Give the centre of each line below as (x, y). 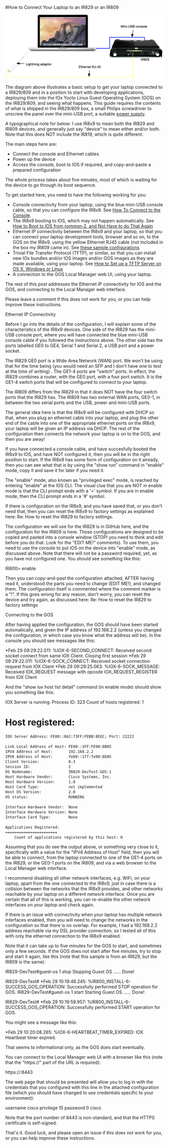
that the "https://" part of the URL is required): (53, 1062)
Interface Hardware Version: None (42, 812)
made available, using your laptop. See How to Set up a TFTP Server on (87, 263)
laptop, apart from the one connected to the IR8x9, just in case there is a (80, 883)
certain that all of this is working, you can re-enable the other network (78, 899)
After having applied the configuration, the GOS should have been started (81, 624)
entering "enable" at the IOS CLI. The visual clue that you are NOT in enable (84, 485)
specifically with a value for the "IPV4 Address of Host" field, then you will (82, 852)
